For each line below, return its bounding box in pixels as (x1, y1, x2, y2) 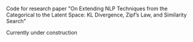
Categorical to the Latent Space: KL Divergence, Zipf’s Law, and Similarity (6, 11, 187, 18)
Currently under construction (6, 29, 77, 36)
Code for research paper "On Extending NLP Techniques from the (6, 5, 168, 12)
